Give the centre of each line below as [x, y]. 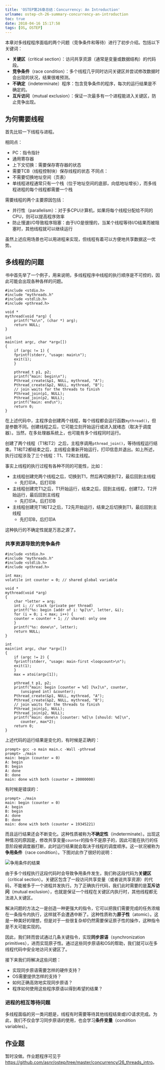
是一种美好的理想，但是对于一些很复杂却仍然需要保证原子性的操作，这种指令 [82, 921]
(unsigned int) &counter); [48, 692]
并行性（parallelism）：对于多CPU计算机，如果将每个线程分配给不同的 [82, 210]
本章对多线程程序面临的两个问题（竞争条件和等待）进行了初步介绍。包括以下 [82, 43]
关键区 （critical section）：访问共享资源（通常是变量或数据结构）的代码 [84, 59]
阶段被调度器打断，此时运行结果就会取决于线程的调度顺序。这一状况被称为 [84, 846]
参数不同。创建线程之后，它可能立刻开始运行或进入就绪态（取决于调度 [80, 426]
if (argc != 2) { [32, 658]
